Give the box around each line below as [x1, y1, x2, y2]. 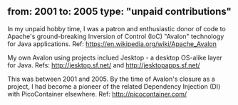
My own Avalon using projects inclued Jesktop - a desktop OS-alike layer [7, 53, 223, 62]
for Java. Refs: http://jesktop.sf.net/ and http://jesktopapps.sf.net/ [7, 60, 201, 70]
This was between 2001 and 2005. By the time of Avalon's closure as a [7, 74, 215, 83]
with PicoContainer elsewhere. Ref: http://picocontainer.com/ [7, 89, 187, 98]
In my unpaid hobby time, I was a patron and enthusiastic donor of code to [7, 24, 226, 33]
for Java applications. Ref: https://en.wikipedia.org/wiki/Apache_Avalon [7, 39, 217, 48]
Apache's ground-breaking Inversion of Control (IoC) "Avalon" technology [7, 32, 224, 40]
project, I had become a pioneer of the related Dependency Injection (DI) [7, 82, 221, 91]
